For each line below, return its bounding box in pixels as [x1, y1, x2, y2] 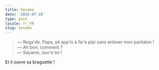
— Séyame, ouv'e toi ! [17, 50, 62, 56]
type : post [5, 16, 28, 21]
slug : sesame [5, 26, 32, 31]
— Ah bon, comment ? [17, 44, 63, 50]
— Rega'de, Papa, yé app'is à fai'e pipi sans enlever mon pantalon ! [17, 39, 155, 45]
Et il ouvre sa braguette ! [5, 59, 55, 65]
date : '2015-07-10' [5, 12, 45, 17]
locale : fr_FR [5, 21, 35, 26]
